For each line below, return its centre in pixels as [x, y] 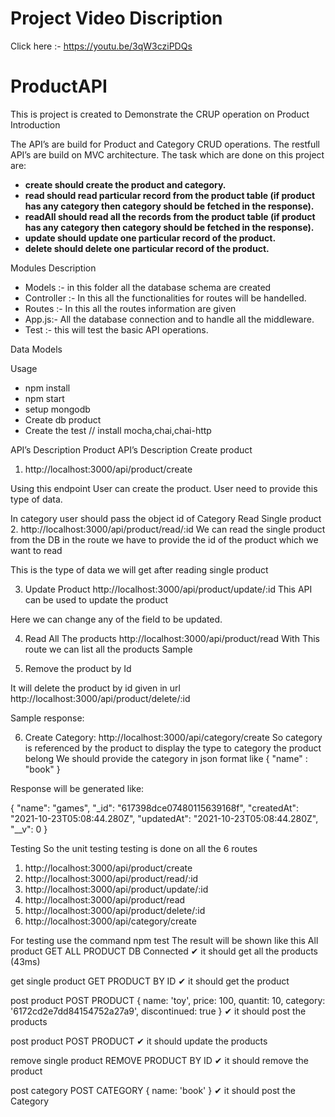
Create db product [63, 419]
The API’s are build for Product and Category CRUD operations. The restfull [165, 144]
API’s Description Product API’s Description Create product [131, 449]
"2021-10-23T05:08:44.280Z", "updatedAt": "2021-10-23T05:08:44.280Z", [164, 818]
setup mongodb [57, 409]
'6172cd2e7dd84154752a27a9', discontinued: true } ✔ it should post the [158, 1011]
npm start [44, 398]
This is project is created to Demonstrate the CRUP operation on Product [160, 114]
